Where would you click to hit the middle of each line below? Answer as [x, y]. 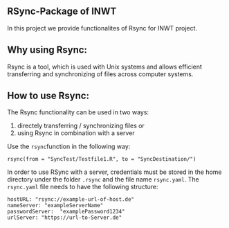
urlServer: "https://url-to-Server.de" [65, 218]
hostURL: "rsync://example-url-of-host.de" [71, 200]
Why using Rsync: [47, 50]
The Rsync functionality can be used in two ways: [78, 112]
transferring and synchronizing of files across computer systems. [100, 74]
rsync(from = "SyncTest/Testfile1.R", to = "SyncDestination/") [102, 159]
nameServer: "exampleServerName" [55, 206]
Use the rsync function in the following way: [69, 147]
